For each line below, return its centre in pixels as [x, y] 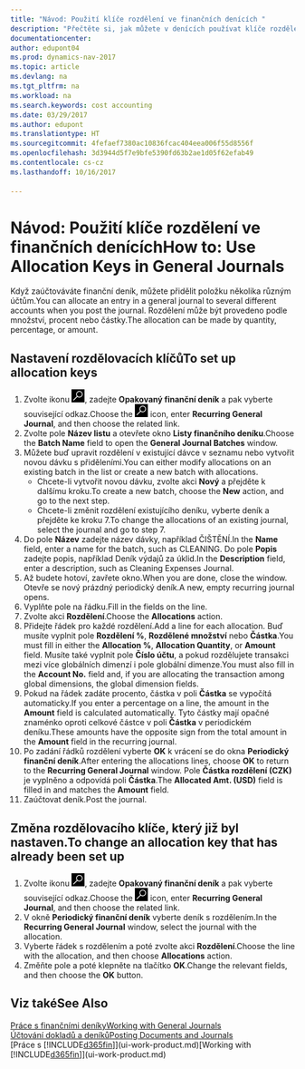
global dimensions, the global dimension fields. [111, 684]
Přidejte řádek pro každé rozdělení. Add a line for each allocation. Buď [153, 627]
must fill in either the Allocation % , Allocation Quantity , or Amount [149, 646]
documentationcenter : [51, 38]
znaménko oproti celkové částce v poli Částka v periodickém [137, 723]
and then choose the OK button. [83, 976]
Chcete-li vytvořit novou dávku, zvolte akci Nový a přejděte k [151, 481]
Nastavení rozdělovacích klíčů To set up [123, 358]
